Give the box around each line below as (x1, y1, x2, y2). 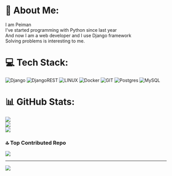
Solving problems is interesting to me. (5, 38, 85, 44)
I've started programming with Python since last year (5, 27, 117, 33)
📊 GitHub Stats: (5, 96, 75, 108)
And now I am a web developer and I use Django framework (5, 32, 132, 38)
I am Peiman (5, 21, 32, 28)
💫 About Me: (5, 5, 59, 16)
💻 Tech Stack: (5, 57, 69, 69)
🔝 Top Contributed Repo (5, 139, 67, 146)
